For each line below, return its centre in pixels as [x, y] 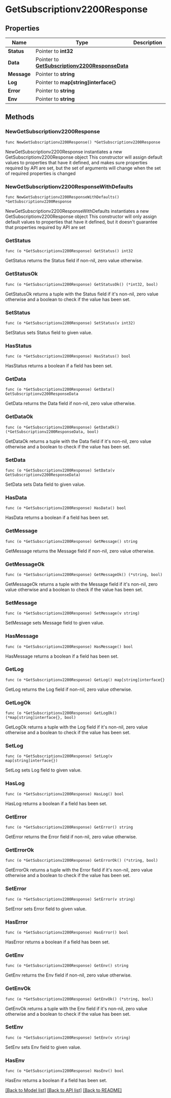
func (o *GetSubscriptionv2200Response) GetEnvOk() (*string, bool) [79, 999]
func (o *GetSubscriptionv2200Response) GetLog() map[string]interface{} [85, 680]
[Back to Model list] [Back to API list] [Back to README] [64, 1090]
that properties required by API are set [45, 227]
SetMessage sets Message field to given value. [55, 623]
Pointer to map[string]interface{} [76, 82]
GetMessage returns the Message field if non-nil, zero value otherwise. [80, 551]
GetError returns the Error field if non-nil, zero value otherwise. [71, 837]
